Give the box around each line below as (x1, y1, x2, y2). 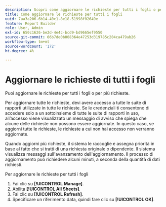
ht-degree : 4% (5, 48, 35, 53)
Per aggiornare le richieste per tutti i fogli (5, 171, 89, 177)
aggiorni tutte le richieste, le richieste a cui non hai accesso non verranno (5, 126, 155, 132)
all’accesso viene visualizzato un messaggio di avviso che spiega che (5, 115, 147, 121)
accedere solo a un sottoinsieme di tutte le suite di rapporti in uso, (5, 110, 140, 116)
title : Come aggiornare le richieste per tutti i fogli (5, 12, 123, 17)
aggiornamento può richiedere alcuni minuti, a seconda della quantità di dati (5, 156, 160, 163)
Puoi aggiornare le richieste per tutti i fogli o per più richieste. (5, 90, 130, 96)
